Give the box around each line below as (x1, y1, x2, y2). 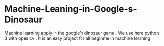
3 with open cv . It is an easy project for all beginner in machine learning (4, 35, 151, 41)
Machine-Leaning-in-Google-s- (4, 3, 137, 15)
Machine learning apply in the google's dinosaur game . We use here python (4, 30, 159, 36)
